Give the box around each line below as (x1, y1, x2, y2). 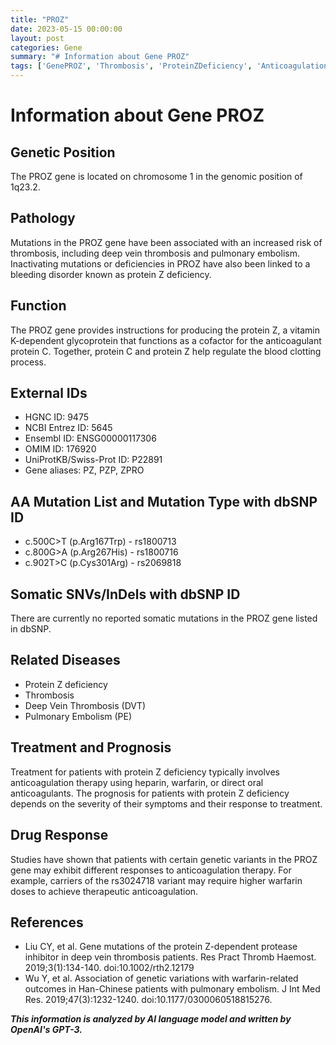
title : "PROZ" (10, 14, 70, 25)
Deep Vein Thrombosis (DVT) (24, 699, 147, 711)
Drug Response (10, 827, 109, 844)
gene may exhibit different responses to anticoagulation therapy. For (10, 864, 292, 876)
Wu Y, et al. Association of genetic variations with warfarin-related (24, 972, 299, 985)
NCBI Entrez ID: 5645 (24, 422, 113, 434)
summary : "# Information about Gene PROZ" (10, 52, 190, 62)
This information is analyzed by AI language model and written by (10, 1013, 292, 1025)
